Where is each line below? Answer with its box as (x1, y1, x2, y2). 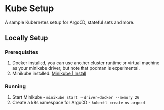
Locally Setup (5, 34, 48, 42)
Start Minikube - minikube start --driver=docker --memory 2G (12, 94, 140, 100)
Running (5, 83, 26, 90)
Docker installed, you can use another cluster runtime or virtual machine (12, 60, 160, 66)
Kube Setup (5, 3, 54, 14)
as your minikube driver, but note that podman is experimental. (12, 65, 140, 71)
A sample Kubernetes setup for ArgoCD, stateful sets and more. (5, 19, 135, 25)
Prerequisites (5, 49, 38, 55)
